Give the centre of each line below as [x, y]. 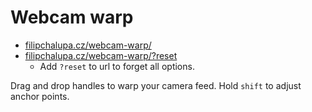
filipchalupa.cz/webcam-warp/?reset [101, 55]
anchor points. [40, 96]
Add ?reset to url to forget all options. [117, 66]
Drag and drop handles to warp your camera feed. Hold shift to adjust [156, 85]
